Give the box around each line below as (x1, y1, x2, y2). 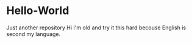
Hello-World (6, 4, 69, 18)
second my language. (6, 30, 61, 37)
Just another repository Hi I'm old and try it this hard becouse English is (6, 24, 187, 31)
